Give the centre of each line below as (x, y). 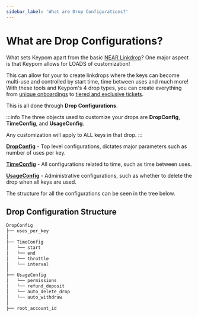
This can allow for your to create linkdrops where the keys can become (93, 75)
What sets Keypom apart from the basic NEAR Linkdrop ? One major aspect (98, 57)
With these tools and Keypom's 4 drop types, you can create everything (94, 88)
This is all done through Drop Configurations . (62, 105)
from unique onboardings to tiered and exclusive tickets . (75, 94)
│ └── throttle (28, 258)
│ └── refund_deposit (36, 286)
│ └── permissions (32, 281)
